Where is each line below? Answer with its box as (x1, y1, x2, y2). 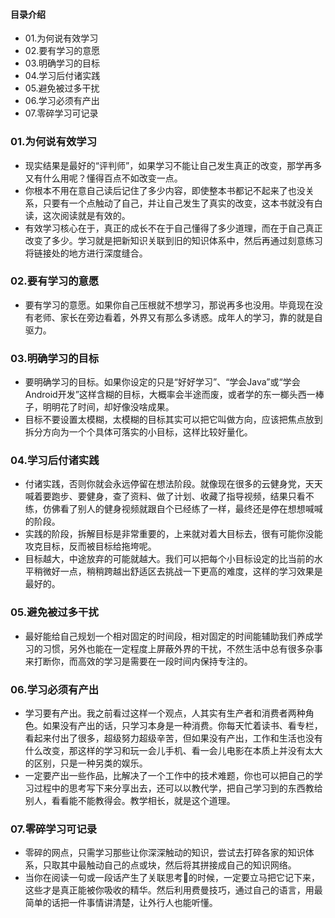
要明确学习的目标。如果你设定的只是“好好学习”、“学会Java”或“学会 (24, 376, 301, 388)
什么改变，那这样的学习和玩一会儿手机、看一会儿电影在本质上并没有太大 (24, 744, 323, 756)
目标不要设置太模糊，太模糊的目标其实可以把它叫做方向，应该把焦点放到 (24, 414, 323, 426)
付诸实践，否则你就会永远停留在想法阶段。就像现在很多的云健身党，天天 (24, 478, 323, 490)
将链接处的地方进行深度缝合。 (24, 247, 148, 259)
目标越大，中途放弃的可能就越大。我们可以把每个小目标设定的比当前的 (24, 553, 315, 565)
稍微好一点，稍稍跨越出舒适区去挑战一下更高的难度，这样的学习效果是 (33, 565, 323, 578)
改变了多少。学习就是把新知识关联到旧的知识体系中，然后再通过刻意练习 (24, 234, 323, 246)
